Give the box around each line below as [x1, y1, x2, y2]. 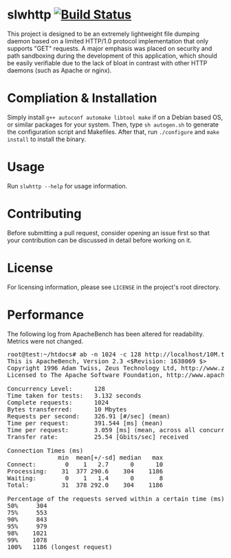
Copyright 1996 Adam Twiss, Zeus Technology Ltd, [7, 364, 178, 372]
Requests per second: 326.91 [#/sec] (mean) [7, 412, 170, 420]
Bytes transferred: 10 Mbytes [7, 405, 127, 413]
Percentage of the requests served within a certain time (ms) [7, 495, 225, 502]
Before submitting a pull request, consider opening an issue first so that [7, 228, 210, 237]
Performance [7, 307, 85, 323]
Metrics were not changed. [7, 337, 84, 345]
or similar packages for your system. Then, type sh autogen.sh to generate [7, 120, 219, 129]
